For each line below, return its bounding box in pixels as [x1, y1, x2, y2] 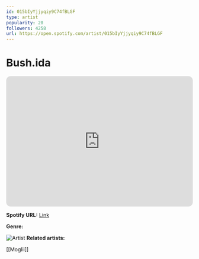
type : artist [6, 14, 38, 20]
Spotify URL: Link [6, 212, 50, 219]
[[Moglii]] [6, 246, 29, 253]
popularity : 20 [6, 20, 44, 25]
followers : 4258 [6, 25, 46, 31]
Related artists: [26, 235, 65, 242]
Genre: [6, 223, 24, 230]
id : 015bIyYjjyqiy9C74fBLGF [6, 8, 76, 15]
